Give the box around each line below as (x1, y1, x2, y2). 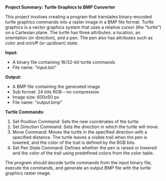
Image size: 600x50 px (12, 94, 59, 100)
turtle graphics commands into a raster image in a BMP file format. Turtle (5, 19, 154, 25)
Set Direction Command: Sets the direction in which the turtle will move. (12, 124, 160, 130)
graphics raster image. (5, 170, 51, 176)
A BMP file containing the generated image (12, 84, 100, 90)
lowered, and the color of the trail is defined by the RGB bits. (12, 139, 136, 145)
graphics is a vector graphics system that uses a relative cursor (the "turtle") (5, 24, 162, 30)
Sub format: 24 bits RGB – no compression (12, 89, 100, 94)
